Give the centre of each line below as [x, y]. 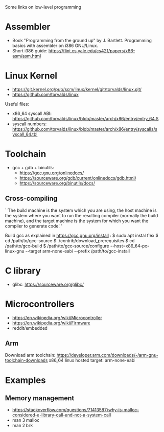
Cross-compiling [31, 198]
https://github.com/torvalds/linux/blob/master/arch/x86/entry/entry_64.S [85, 118]
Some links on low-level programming [43, 7]
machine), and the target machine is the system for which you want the [77, 221]
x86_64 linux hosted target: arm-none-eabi [92, 360]
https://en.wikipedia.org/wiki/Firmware [51, 323]
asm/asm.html [26, 56]
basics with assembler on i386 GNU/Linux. [55, 45]
